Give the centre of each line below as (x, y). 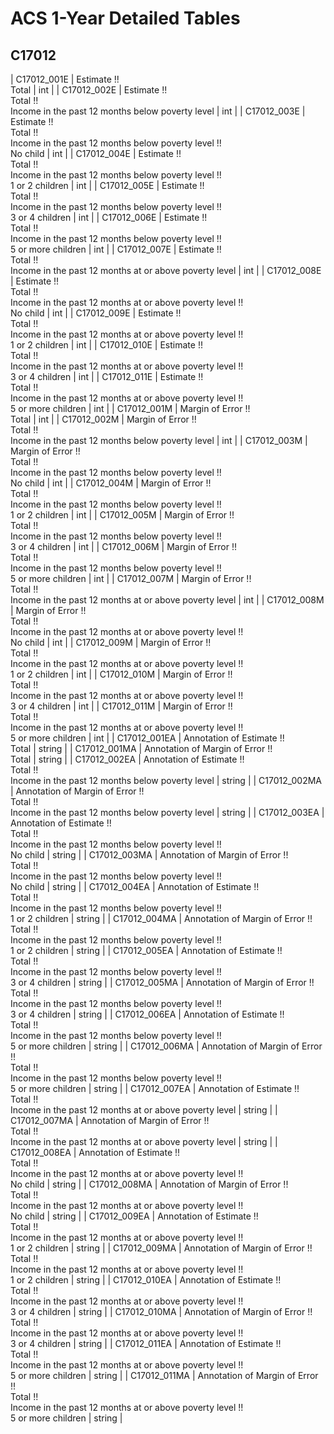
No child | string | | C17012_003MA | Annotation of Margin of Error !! (149, 855)
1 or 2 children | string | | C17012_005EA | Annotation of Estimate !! (146, 950)
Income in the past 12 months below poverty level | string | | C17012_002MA (166, 780)
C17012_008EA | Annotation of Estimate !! (95, 1152)
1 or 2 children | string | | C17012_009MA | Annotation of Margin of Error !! (161, 1248)
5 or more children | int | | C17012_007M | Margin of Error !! (131, 578)
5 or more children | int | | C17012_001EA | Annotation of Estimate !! (147, 738)
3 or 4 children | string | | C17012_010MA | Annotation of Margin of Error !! (161, 1311)
